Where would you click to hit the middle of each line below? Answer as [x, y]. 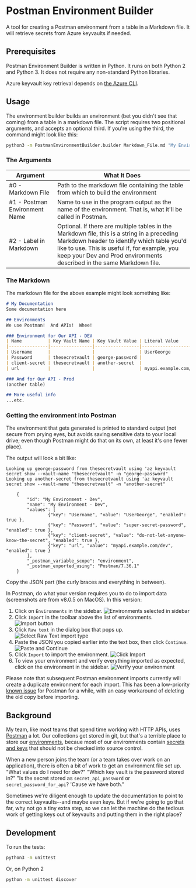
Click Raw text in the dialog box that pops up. [69, 630]
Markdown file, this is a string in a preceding [118, 234]
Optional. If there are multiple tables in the [115, 226]
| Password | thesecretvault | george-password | [74, 358]
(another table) [26, 385]
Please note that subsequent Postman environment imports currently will [93, 678]
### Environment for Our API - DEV [49, 336]
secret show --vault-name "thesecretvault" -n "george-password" [87, 474]
